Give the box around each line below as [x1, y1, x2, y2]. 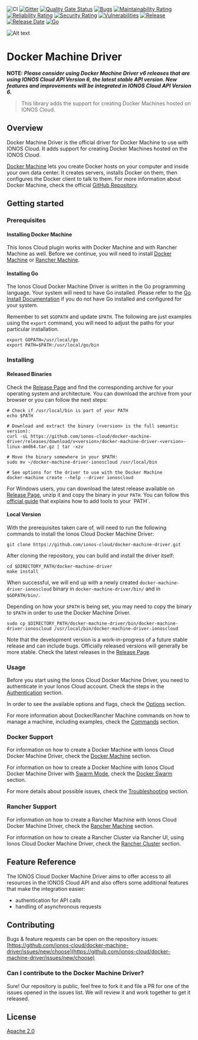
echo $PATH [6, 412, 34, 418]
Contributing [6, 920, 55, 930]
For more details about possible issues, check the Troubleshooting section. [6, 788, 189, 795]
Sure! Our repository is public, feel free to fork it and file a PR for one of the [6, 982, 189, 989]
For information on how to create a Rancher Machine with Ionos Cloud [6, 816, 177, 823]
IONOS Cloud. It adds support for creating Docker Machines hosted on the [6, 145, 187, 152]
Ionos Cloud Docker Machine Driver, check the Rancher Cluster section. [6, 840, 181, 847]
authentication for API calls [15, 896, 81, 904]
